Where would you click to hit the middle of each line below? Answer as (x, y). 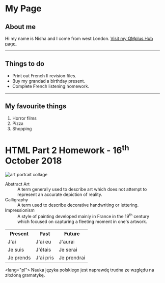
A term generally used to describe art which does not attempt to (82, 189)
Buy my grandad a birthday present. (49, 81)
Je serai (68, 250)
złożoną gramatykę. (25, 275)
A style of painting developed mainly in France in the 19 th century (83, 216)
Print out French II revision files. (44, 76)
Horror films (24, 118)
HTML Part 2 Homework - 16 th (67, 149)
